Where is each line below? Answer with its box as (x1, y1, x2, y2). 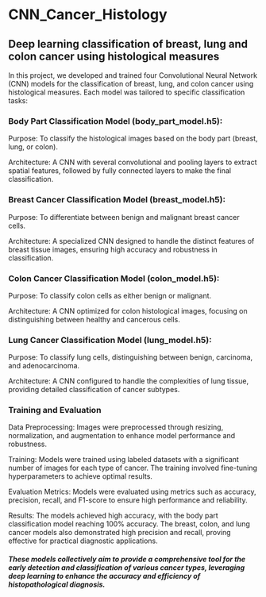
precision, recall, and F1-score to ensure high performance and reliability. (8, 495, 248, 505)
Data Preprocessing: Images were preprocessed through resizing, (8, 422, 224, 432)
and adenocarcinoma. (8, 361, 80, 371)
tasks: (8, 96, 29, 105)
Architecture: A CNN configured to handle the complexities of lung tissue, (8, 376, 249, 386)
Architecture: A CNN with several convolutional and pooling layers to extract (8, 157, 257, 168)
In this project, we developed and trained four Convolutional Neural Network (8, 71, 258, 80)
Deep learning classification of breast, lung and (8, 37, 249, 51)
